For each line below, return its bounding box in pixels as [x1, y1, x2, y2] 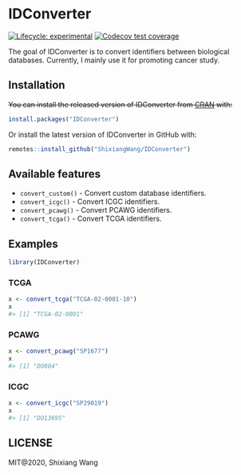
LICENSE [8, 437, 53, 450]
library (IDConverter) [8, 258, 81, 266]
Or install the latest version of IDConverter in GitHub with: [8, 130, 197, 139]
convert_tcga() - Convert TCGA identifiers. [19, 214, 162, 224]
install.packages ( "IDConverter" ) [8, 115, 120, 123]
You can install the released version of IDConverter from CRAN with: [8, 99, 233, 109]
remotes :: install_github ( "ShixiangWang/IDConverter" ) [8, 145, 192, 153]
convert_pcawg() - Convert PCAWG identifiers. [19, 206, 172, 215]
